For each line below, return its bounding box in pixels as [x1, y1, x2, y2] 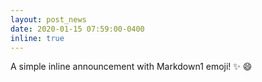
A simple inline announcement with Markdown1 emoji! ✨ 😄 [10, 61, 253, 73]
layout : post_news [10, 14, 87, 25]
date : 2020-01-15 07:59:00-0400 [10, 24, 145, 34]
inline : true [10, 33, 65, 43]
